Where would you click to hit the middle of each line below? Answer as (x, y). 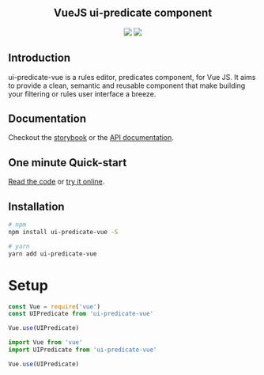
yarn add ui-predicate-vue (53, 254)
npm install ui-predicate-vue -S (63, 232)
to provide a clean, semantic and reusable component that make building (127, 85)
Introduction (40, 58)
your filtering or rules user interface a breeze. (82, 93)
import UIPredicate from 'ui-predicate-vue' (83, 350)
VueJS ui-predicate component (133, 13)
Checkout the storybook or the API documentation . (91, 138)
